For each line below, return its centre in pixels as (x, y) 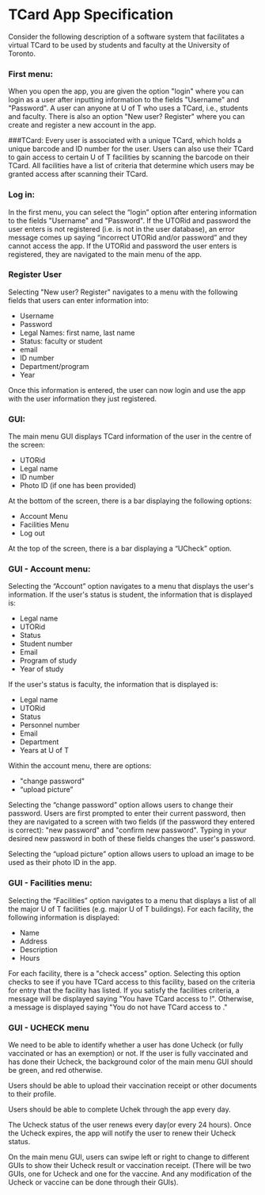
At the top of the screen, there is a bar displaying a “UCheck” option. (120, 548)
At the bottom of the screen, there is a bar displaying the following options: (130, 501)
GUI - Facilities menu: (50, 883)
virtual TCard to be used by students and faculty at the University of (119, 44)
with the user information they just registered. (82, 398)
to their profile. (32, 1094)
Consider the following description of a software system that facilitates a (127, 37)
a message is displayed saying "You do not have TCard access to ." (118, 1007)
